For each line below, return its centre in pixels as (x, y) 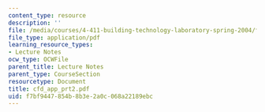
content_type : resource (47, 15)
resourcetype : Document (47, 81)
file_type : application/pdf (54, 37)
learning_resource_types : (50, 45)
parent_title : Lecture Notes (56, 67)
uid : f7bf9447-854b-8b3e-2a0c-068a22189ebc (81, 96)
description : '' (35, 23)
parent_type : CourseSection (54, 74)
